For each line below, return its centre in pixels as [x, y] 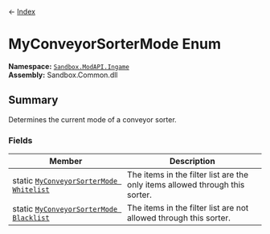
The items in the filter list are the [188, 174]
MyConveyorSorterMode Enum [115, 44]
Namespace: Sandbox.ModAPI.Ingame [69, 66]
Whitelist [31, 190]
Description [192, 162]
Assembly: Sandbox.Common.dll [63, 75]
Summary [33, 100]
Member [66, 162]
